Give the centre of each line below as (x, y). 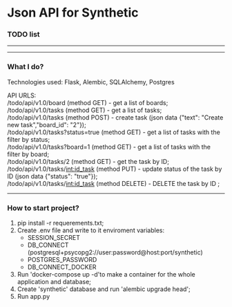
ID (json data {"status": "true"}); (52, 176)
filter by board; (28, 154)
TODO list (23, 35)
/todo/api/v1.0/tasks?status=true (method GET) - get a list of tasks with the (114, 132)
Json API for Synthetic (73, 13)
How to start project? (43, 207)
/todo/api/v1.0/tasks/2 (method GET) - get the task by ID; (88, 161)
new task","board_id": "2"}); (47, 124)
